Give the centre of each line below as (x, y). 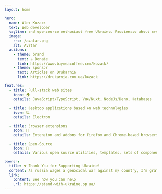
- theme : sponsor (31, 68)
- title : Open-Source (31, 144)
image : (15, 36)
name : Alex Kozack (28, 23)
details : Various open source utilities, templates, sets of (76, 153)
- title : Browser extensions (38, 126)
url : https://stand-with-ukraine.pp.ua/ (54, 184)
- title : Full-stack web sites (40, 90)
